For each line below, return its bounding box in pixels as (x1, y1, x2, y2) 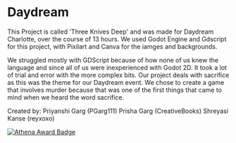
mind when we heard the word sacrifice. (7, 93, 125, 102)
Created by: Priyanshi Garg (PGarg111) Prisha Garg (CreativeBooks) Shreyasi (7, 107, 229, 115)
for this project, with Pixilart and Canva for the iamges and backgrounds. (7, 42, 218, 50)
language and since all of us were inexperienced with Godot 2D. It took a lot (7, 63, 228, 71)
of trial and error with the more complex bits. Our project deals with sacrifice (7, 71, 230, 79)
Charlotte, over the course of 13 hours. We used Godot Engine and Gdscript (7, 34, 227, 43)
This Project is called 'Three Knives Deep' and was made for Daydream (7, 27, 214, 36)
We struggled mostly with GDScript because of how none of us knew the (7, 55, 219, 64)
